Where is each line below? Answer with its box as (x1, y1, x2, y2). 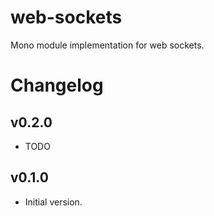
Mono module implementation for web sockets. (10, 39, 205, 51)
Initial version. (24, 196, 83, 208)
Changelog (10, 74, 104, 97)
